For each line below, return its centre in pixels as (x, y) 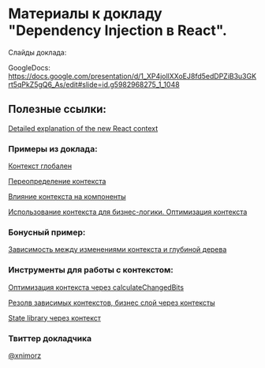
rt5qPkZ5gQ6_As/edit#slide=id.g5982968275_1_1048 (94, 84)
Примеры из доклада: (53, 148)
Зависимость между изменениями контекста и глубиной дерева (118, 250)
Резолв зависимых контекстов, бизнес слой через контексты (112, 302)
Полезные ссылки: (57, 109)
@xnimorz (25, 355)
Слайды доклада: (37, 52)
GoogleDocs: (30, 67)
